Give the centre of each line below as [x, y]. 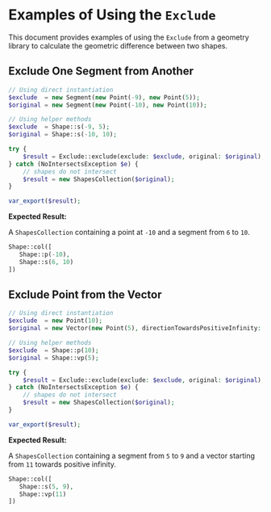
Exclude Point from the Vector [85, 295]
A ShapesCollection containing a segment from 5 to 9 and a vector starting [132, 455]
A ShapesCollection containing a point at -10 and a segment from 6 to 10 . [129, 233]
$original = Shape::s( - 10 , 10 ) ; [63, 135]
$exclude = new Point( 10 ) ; [56, 321]
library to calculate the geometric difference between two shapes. [118, 45]
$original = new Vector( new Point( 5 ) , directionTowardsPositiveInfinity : [135, 329]
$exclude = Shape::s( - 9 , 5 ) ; [59, 127]
